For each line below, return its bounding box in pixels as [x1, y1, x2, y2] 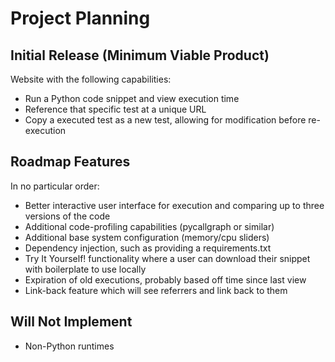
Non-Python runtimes [24, 340, 115, 352]
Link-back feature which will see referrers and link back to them [24, 284, 288, 296]
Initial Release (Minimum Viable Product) [10, 47, 270, 64]
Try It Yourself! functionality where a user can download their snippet [24, 252, 311, 264]
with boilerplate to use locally [24, 263, 147, 275]
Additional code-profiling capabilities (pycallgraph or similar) [24, 220, 275, 232]
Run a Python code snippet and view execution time [24, 93, 240, 104]
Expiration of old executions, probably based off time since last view [24, 273, 307, 286]
